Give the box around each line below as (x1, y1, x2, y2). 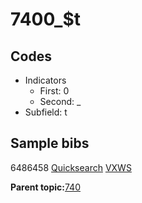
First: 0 (39, 85, 70, 97)
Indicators (24, 74, 67, 86)
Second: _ (39, 96, 82, 107)
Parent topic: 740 (10, 181, 81, 193)
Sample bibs (10, 135, 90, 152)
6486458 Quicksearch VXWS (10, 161, 132, 173)
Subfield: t (24, 106, 68, 118)
